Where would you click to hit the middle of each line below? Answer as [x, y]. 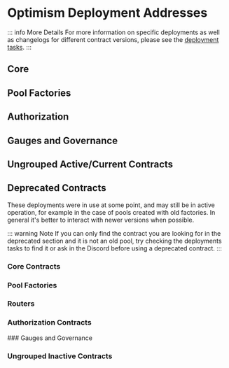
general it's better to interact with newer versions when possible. [101, 220]
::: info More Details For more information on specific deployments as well [114, 32]
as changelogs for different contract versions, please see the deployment [113, 39]
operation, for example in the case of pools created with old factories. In [111, 212]
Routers [21, 304]
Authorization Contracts [50, 323]
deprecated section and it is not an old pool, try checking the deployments [114, 241]
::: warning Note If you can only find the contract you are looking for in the [114, 233]
